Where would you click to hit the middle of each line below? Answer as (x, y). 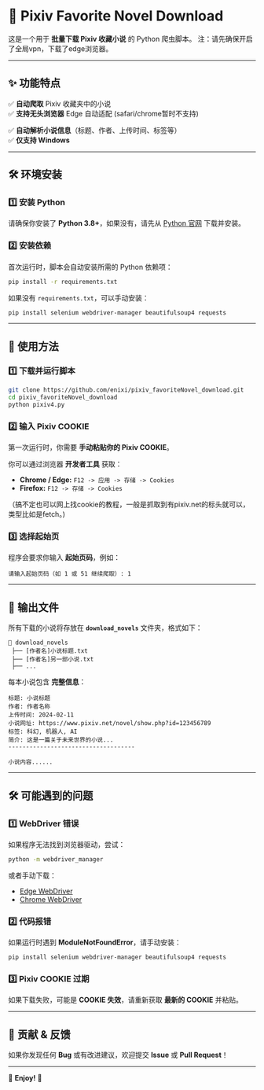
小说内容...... (31, 762)
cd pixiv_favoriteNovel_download (63, 398)
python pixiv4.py (37, 404)
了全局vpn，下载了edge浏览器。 (60, 48)
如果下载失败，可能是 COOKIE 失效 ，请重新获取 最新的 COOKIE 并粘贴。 (126, 1000)
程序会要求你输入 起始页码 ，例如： (64, 558)
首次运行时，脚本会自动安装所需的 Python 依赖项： (90, 267)
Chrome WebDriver (51, 899)
